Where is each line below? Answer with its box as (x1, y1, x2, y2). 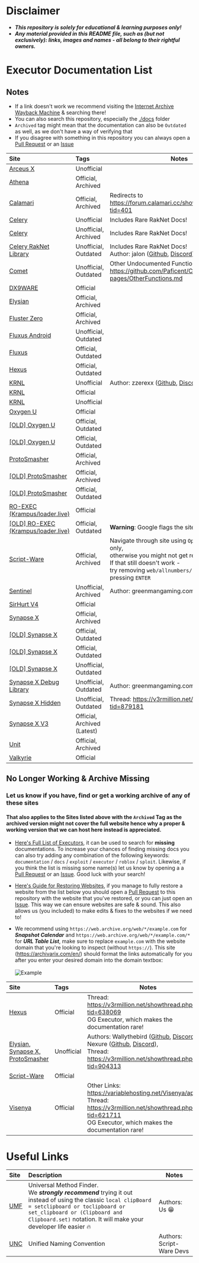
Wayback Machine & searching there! (14, 108, 107, 116)
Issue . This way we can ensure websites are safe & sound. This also (14, 901, 181, 908)
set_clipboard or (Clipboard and (28, 1209, 123, 1216)
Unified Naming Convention (28, 1240, 105, 1248)
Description (28, 1171, 62, 1179)
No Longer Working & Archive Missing (6, 773, 150, 784)
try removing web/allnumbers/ (109, 566, 192, 574)
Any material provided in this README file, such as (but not (14, 30, 165, 37)
